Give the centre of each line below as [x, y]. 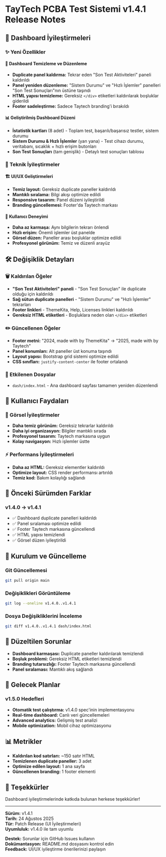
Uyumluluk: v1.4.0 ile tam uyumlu [39, 829]
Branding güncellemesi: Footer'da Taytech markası [65, 205]
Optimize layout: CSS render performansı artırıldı [62, 472]
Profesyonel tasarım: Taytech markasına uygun [61, 436]
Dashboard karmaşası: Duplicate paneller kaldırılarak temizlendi [78, 653]
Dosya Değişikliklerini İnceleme [44, 616]
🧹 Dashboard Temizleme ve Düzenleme [46, 64]
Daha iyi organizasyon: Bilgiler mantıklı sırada [59, 431]
